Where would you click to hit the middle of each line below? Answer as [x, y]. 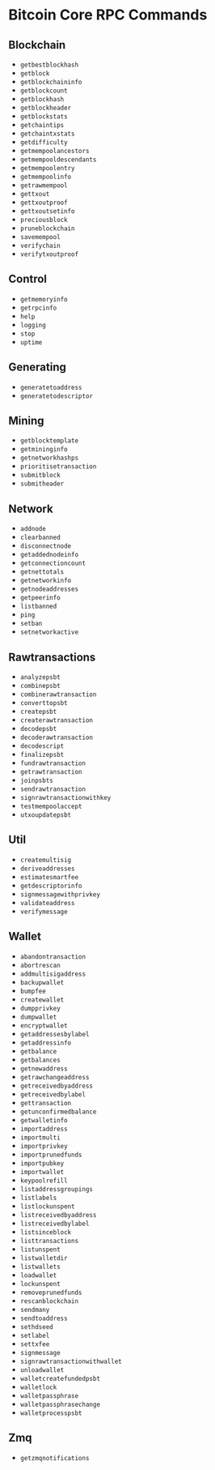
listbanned [38, 607]
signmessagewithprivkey [60, 894]
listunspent [40, 1250]
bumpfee [33, 991]
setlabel [35, 1335]
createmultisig [46, 860]
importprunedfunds [51, 1155]
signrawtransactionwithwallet [71, 1361]
